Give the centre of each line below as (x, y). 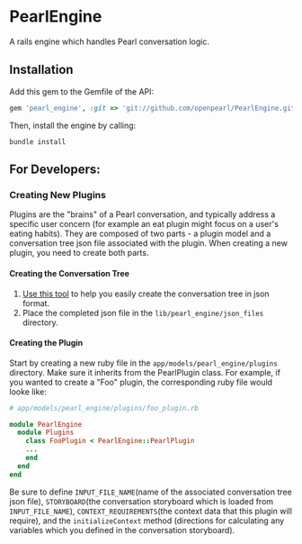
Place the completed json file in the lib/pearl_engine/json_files (143, 313)
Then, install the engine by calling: (73, 125)
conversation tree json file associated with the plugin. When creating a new (148, 243)
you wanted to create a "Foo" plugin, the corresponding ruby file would (141, 382)
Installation (41, 70)
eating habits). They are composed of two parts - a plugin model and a (140, 234)
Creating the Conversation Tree (70, 273)
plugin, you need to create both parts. (79, 253)
